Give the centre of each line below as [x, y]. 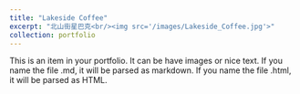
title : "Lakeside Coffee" [58, 18]
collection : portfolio [52, 35]
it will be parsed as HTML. [58, 80]
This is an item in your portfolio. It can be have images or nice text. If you [146, 61]
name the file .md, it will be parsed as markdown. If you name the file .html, [150, 70]
